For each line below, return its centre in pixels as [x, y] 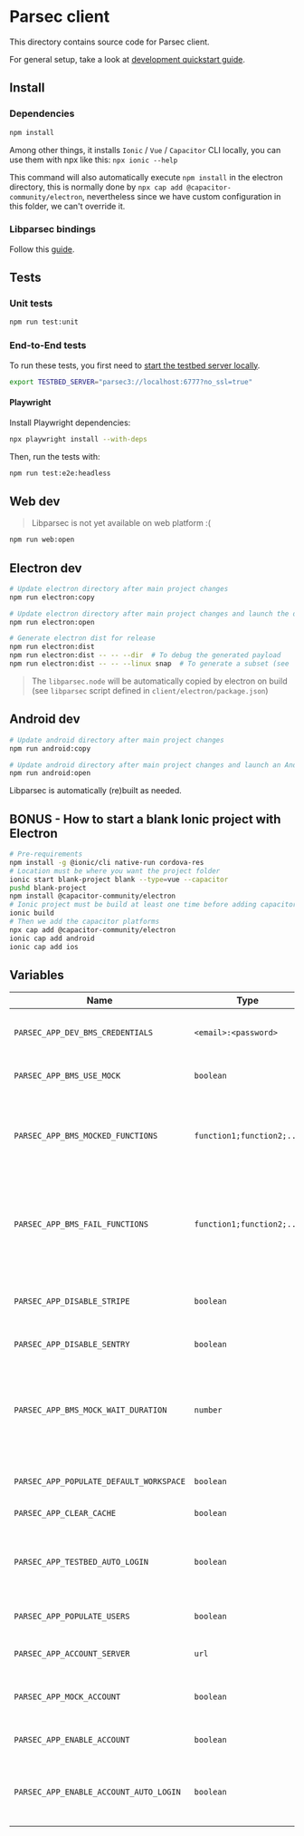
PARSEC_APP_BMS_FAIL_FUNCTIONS [81, 1224]
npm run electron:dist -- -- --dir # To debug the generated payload [145, 656]
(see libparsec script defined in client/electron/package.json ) [150, 690]
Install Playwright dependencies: [70, 423]
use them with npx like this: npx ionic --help [94, 160]
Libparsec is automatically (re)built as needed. [96, 791]
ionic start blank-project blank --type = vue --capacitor [119, 879]
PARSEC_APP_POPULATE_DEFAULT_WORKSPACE [100, 1481]
